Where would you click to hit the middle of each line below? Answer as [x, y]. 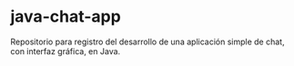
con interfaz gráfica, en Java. [66, 51]
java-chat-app [66, 17]
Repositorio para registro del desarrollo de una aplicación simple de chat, [147, 42]
